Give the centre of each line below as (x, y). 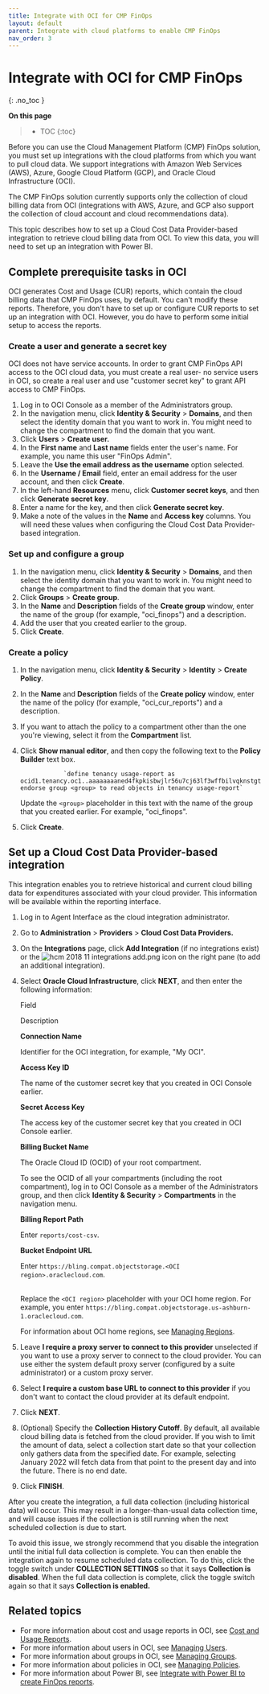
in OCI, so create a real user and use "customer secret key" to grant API (127, 381)
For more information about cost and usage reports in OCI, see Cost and (139, 1630)
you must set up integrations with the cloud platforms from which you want (132, 156)
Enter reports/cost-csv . (59, 1235)
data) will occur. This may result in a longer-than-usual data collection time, (133, 1510)
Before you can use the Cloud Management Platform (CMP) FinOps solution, (134, 147)
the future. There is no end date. (73, 1470)
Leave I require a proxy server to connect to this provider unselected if (139, 1347)
